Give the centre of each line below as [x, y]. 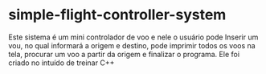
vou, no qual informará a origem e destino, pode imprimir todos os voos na [132, 45]
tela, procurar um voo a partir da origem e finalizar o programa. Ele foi [124, 54]
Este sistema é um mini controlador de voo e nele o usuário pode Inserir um [133, 37]
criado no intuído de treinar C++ [61, 63]
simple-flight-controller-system [117, 15]
